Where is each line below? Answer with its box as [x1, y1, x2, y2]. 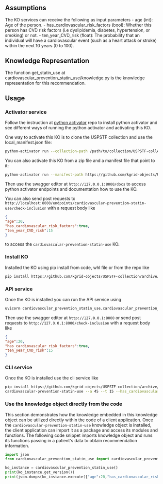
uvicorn [5, 306, 21, 311]
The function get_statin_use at [5, 70, 65, 75]
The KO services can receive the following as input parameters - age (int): [5, 17, 153, 22]
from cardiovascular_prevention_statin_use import [5, 457, 110, 462]
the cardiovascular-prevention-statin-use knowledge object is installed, [5, 422, 151, 428]
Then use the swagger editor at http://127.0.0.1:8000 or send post [5, 315, 141, 321]
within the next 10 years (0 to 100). [5, 42, 74, 48]
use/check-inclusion [5, 206, 47, 211]
